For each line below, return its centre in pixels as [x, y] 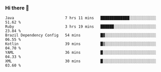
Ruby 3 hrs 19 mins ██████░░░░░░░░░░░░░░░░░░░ [80, 27]
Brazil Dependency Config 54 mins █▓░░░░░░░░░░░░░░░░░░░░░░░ [80, 36]
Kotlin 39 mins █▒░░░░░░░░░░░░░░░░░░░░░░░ [80, 44]
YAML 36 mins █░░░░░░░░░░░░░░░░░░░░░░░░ [80, 53]
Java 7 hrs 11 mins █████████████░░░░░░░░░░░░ [80, 18]
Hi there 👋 [17, 8]
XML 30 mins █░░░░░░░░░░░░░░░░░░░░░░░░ [80, 61]
